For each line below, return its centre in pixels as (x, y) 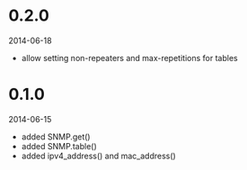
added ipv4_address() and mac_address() (98, 156)
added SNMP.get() (56, 137)
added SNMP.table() (59, 146)
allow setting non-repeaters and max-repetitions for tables (130, 58)
